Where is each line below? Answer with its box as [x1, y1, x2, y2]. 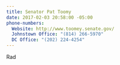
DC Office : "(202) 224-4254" [11, 37, 85, 43]
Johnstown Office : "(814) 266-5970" [11, 31, 104, 37]
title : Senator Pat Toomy [6, 8, 71, 15]
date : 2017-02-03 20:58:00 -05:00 [6, 14, 93, 20]
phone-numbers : [6, 20, 45, 26]
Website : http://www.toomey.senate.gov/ [11, 25, 115, 32]
